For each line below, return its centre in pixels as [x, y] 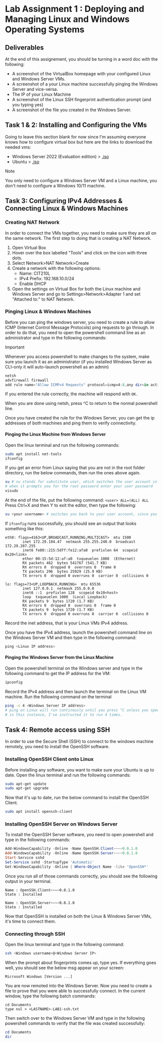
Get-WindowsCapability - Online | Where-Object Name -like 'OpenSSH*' [77, 867]
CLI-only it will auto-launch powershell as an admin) [57, 367]
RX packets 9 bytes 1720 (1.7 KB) [58, 601]
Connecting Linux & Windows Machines [67, 209]
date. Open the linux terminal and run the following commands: [68, 775]
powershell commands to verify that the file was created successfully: [75, 1024]
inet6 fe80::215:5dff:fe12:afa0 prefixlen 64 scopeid [80, 550]
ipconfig [14, 682]
